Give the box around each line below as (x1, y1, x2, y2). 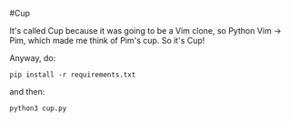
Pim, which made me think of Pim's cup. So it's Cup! (9, 36, 205, 46)
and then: (9, 86, 45, 97)
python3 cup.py (9, 104, 67, 113)
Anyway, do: (9, 53, 56, 63)
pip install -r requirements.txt (9, 70, 136, 79)
